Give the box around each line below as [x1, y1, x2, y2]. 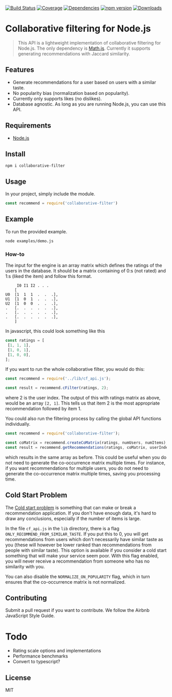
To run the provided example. [5, 228, 68, 234]
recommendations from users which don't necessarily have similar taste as [5, 536, 164, 542]
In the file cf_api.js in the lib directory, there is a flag [5, 525, 119, 531]
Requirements [5, 121, 51, 130]
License [5, 673, 31, 682]
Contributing [5, 594, 47, 602]
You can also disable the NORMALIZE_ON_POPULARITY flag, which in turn [5, 573, 150, 580]
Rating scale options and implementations [12, 648, 101, 654]
